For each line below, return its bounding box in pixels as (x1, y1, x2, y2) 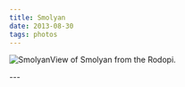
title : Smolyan (9, 13, 66, 22)
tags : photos (9, 30, 58, 39)
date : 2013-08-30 (9, 22, 74, 30)
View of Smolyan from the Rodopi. (50, 55, 176, 65)
